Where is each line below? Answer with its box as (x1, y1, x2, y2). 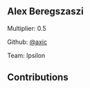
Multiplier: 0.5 (7, 24, 46, 32)
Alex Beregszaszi (7, 6, 84, 17)
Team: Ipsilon (7, 51, 46, 59)
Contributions (7, 71, 69, 83)
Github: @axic (7, 38, 47, 46)
